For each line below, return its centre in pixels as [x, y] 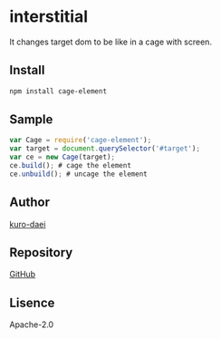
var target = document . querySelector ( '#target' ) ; [105, 149]
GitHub [23, 275]
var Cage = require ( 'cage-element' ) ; [81, 140]
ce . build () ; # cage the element [70, 166]
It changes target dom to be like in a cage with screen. [111, 42]
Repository [41, 252]
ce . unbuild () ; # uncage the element [78, 174]
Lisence [32, 302]
